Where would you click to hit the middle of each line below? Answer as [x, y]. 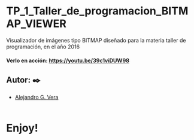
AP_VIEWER [37, 24]
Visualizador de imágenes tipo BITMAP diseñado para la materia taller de [96, 40]
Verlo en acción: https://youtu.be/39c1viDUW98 [68, 60]
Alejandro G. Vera [37, 98]
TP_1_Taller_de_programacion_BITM [97, 11]
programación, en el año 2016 [43, 47]
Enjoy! [22, 128]
